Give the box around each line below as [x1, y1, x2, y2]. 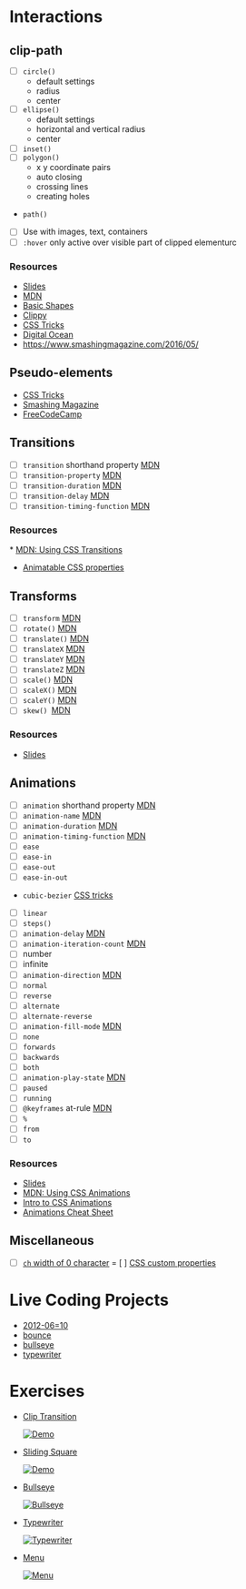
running [22, 1095, 52, 1104]
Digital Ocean [22, 329, 74, 340]
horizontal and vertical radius [35, 123, 146, 134]
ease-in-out [22, 873, 68, 882]
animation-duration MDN [22, 820, 118, 830]
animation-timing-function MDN [22, 830, 147, 841]
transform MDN [22, 612, 82, 623]
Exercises [9, 1380, 85, 1401]
